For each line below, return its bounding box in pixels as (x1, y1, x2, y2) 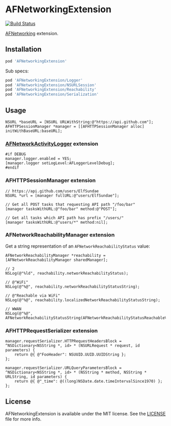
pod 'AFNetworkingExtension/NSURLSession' (5, 83, 97, 88)
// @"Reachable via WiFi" (5, 293, 60, 298)
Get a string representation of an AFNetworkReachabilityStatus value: (5, 243, 150, 249)
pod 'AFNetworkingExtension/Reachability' (5, 87, 97, 92)
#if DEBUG (5, 152, 26, 157)
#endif (5, 165, 19, 170)
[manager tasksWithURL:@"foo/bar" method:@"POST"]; (5, 206, 117, 211)
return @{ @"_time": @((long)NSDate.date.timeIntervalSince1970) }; (14, 379, 163, 384)
